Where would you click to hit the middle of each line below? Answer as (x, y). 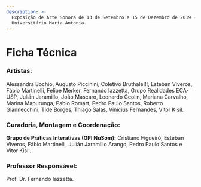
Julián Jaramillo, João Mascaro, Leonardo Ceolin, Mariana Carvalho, (104, 97)
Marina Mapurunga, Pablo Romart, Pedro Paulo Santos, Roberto (85, 103)
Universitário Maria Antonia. (49, 23)
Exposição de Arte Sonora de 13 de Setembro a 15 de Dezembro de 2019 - (104, 17)
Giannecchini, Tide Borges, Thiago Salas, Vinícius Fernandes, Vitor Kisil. (95, 109)
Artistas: (19, 71)
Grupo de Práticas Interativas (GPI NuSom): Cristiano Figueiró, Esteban (95, 138)
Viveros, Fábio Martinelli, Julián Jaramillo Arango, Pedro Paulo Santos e (94, 145)
